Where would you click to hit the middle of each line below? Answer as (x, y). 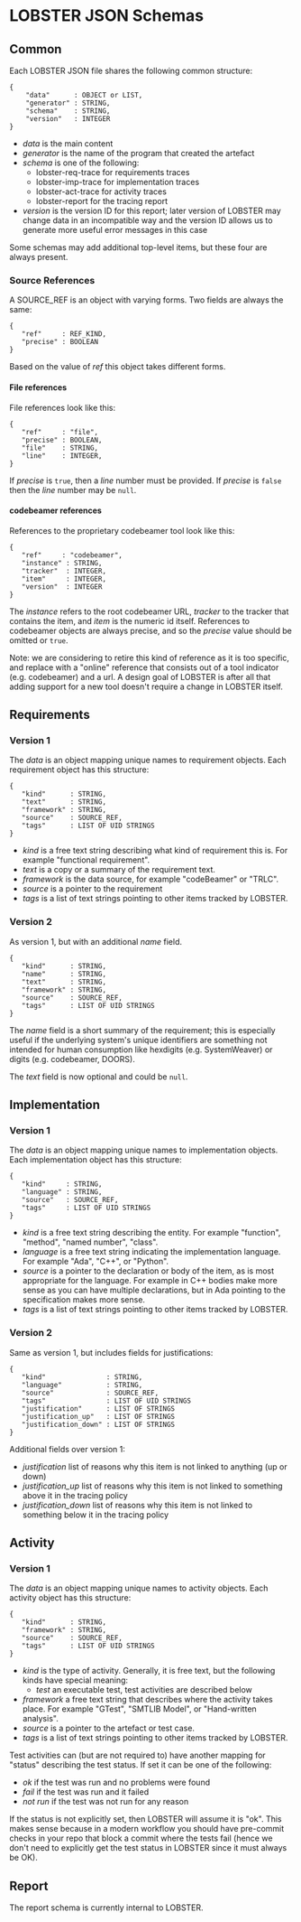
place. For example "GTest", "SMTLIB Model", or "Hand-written (139, 1709)
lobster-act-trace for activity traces (101, 191)
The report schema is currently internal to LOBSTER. (107, 1908)
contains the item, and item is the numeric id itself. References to (130, 620)
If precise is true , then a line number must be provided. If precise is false (146, 480)
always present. (39, 257)
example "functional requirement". (86, 860)
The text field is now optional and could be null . (99, 1077)
